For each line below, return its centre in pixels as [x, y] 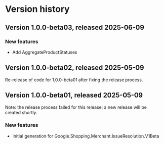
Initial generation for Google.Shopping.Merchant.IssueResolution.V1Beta [86, 136]
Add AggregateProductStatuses [45, 52]
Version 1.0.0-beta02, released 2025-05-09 [75, 68]
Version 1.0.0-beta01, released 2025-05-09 [74, 95]
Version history [38, 9]
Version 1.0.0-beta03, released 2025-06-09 [75, 27]
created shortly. [21, 112]
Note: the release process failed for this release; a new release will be [76, 107]
